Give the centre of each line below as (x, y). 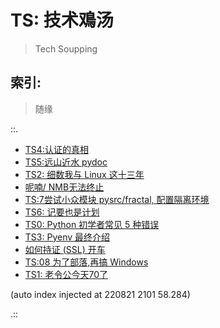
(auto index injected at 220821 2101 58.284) (100, 294)
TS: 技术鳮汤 (62, 20)
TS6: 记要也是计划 (62, 212)
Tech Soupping (66, 48)
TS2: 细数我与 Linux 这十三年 (84, 174)
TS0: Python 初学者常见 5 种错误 (92, 224)
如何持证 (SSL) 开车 (65, 249)
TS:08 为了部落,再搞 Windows (86, 262)
